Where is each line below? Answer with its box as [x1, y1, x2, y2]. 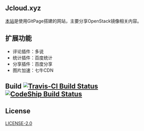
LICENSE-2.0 [5, 120, 33, 126]
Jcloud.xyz [5, 4, 41, 13]
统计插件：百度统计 [12, 55, 53, 61]
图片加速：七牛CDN [12, 67, 54, 73]
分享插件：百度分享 [12, 61, 53, 67]
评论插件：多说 [12, 48, 44, 54]
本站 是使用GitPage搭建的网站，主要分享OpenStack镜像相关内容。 [5, 18, 142, 24]
